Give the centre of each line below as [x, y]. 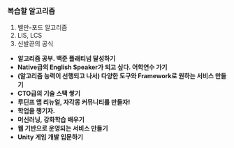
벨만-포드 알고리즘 [42, 28]
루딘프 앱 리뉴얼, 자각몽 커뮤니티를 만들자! [74, 102]
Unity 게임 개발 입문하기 [50, 137]
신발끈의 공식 [35, 44]
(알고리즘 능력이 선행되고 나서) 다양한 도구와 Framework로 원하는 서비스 [116, 76]
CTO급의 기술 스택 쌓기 [49, 94]
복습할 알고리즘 [31, 10]
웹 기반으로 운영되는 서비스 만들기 [63, 128]
